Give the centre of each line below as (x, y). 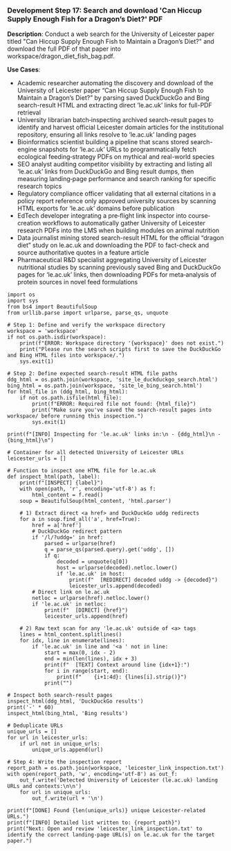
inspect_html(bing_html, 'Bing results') (68, 714)
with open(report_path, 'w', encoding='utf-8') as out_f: (92, 774)
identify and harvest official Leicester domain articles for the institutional (120, 128)
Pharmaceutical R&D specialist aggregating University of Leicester (112, 260)
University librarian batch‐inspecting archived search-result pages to (115, 120)
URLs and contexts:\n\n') (44, 786)
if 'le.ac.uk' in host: (91, 574)
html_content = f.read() (68, 495)
